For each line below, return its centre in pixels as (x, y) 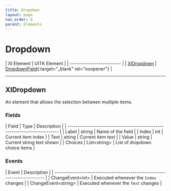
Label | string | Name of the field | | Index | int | (114, 132)
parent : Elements (24, 24)
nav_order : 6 (19, 19)
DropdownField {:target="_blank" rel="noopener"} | (59, 69)
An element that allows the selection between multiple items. (69, 102)
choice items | (20, 148)
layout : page (19, 15)
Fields (13, 115)
